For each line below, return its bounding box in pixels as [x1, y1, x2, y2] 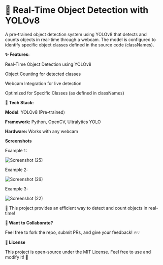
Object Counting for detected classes [5, 71, 81, 77]
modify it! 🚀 [5, 254, 29, 260]
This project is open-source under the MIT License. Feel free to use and [5, 249, 151, 255]
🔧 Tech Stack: [5, 99, 34, 105]
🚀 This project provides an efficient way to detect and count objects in [5, 205, 148, 211]
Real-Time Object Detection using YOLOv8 [5, 61, 92, 67]
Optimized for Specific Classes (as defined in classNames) [5, 90, 125, 96]
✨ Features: [5, 51, 30, 57]
